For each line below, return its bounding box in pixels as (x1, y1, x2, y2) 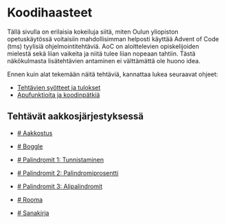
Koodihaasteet (7, 5, 93, 21)
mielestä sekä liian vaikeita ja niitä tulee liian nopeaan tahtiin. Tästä (7, 49, 196, 58)
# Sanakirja (16, 208, 49, 217)
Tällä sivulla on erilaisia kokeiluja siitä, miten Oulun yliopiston (7, 27, 179, 36)
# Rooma (16, 195, 43, 203)
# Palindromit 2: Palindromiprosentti (16, 168, 119, 177)
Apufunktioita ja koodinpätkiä (16, 91, 100, 99)
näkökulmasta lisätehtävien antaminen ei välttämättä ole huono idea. (7, 56, 201, 65)
